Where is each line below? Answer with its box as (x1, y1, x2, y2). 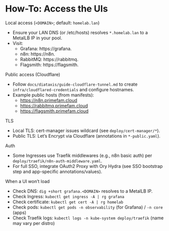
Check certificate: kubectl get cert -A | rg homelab (12, 199, 124, 205)
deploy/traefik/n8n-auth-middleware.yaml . (12, 157, 102, 164)
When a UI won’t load (5, 178, 50, 184)
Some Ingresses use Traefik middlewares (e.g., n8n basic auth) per (12, 152, 152, 158)
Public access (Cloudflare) (5, 71, 61, 77)
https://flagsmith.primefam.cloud (20, 108, 89, 114)
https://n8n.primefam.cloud (20, 97, 77, 103)
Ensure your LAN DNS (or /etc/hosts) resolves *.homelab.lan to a (12, 29, 148, 35)
